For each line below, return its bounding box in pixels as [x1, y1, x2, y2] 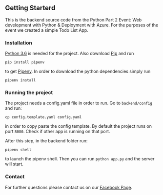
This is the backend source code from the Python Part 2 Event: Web [5, 17, 142, 22]
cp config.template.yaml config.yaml [5, 115, 82, 120]
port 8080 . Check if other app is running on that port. [5, 129, 110, 135]
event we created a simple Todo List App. [5, 27, 89, 33]
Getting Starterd [5, 4, 56, 12]
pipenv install [5, 78, 36, 83]
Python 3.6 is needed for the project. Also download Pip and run [5, 51, 134, 57]
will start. [5, 161, 23, 167]
